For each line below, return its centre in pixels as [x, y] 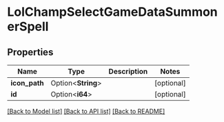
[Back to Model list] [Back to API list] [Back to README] [86, 111]
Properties [30, 52]
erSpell [28, 27]
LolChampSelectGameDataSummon [113, 12]
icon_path [28, 83]
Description [128, 71]
